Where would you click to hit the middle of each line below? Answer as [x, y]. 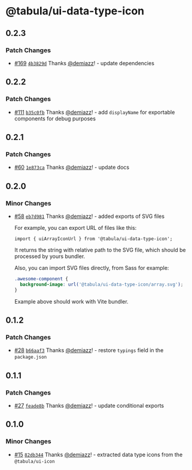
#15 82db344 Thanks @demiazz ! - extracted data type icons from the [98, 454]
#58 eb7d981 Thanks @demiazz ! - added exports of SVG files [89, 216]
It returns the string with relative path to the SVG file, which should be [100, 250]
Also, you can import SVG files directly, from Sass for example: [92, 268]
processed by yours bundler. [50, 256]
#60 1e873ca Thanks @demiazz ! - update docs [72, 167]
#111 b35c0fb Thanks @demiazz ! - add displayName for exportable [95, 112]
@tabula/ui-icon [34, 461]
